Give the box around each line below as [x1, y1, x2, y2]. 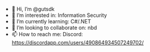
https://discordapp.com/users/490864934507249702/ [11, 39, 144, 46]
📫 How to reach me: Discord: [11, 31, 83, 37]
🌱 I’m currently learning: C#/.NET [11, 18, 92, 25]
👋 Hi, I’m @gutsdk [11, 6, 55, 12]
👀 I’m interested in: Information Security [11, 12, 107, 19]
